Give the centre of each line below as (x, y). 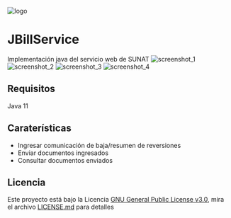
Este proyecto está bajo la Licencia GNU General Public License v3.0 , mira (116, 200)
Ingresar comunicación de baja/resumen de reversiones (99, 145)
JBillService (44, 40)
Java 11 (18, 105)
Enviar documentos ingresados (63, 153)
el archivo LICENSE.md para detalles (61, 207)
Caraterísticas (40, 128)
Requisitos (31, 89)
